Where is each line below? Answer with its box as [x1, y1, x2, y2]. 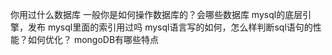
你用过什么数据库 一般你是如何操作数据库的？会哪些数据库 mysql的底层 [10, 9, 303, 20]
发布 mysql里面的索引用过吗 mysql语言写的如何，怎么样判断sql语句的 [27, 21, 313, 33]
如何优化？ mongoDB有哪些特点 [27, 34, 160, 45]
